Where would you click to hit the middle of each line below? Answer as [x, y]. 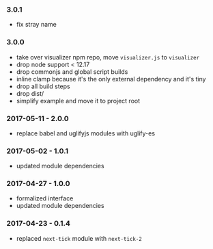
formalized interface [45, 198]
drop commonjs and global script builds [72, 71]
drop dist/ [30, 93]
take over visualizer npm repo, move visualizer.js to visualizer [108, 57]
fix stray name [37, 25]
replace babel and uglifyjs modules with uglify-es [85, 133]
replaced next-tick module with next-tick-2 [79, 238]
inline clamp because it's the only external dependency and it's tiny [111, 79]
